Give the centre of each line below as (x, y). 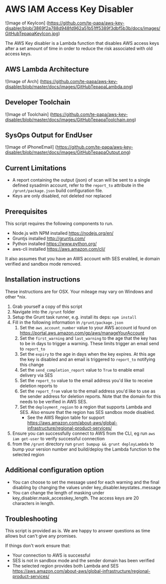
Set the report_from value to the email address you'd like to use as (87, 391)
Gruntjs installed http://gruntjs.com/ (49, 238)
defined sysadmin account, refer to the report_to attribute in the (78, 186)
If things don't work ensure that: (38, 546)
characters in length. (33, 503)
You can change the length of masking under (58, 492)
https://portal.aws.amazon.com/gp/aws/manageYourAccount (82, 333)
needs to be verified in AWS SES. (54, 401)
